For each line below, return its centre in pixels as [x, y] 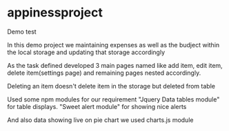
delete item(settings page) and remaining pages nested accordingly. [104, 73]
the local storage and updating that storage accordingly [86, 52]
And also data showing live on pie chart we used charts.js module [100, 120]
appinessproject [55, 13]
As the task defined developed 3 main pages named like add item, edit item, [115, 65]
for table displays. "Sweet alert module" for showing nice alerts [97, 106]
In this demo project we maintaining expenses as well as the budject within [113, 45]
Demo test [22, 32]
